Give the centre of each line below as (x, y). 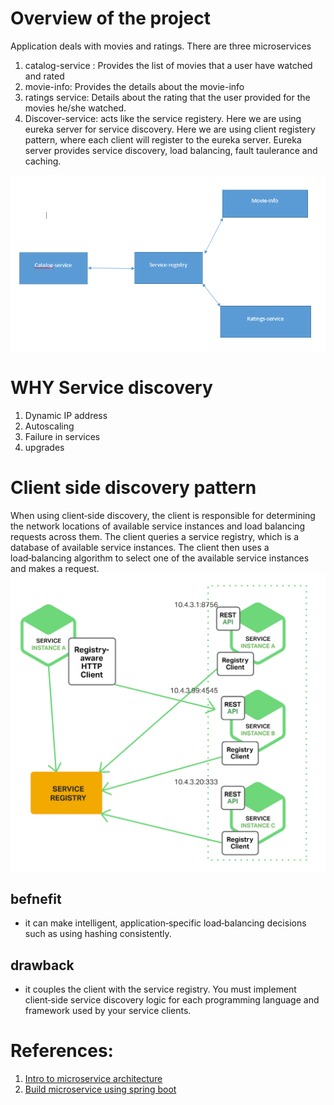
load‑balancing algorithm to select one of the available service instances (160, 558)
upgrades (44, 447)
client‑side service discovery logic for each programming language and (172, 1000)
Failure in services (62, 436)
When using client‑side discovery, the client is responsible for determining (163, 515)
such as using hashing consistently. (98, 934)
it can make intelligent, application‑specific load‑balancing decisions (165, 923)
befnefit (36, 898)
